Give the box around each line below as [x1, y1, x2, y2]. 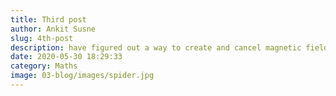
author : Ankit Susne [10, 24, 97, 34]
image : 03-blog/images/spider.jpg [10, 71, 155, 81]
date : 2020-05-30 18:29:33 [10, 52, 123, 62]
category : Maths [10, 61, 78, 71]
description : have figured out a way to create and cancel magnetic [10, 42, 302, 53]
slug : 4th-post [10, 33, 74, 43]
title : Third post [10, 14, 87, 25]
